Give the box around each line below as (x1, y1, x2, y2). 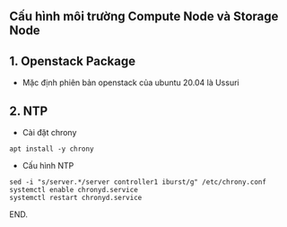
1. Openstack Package (9, 53, 136, 68)
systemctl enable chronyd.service (9, 186, 139, 195)
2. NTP (9, 103, 48, 118)
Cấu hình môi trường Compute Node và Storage (9, 9, 279, 24)
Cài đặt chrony (22, 127, 77, 138)
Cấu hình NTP (22, 161, 74, 171)
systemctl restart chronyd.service (9, 194, 143, 203)
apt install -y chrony (9, 144, 94, 153)
